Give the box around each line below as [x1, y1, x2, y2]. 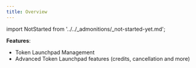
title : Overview [6, 8, 47, 15]
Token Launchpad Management [15, 49, 95, 56]
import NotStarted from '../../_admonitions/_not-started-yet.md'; [6, 25, 166, 32]
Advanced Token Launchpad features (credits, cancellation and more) [15, 55, 190, 62]
